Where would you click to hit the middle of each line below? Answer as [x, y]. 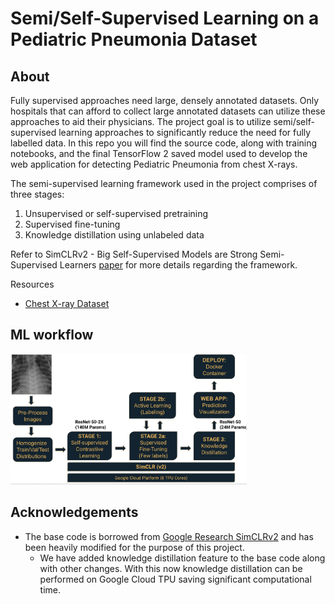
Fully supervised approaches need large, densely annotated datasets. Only [165, 100]
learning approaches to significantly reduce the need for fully [185, 132]
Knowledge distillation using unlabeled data [114, 235]
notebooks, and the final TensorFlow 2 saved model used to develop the [159, 153]
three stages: [37, 194]
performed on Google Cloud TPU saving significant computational [175, 579]
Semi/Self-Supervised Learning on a [165, 18]
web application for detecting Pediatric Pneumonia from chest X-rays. [154, 164]
